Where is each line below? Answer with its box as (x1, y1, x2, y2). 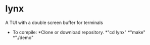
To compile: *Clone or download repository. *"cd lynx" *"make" (12, 29, 145, 35)
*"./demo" (12, 34, 34, 40)
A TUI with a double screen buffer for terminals (5, 19, 104, 25)
